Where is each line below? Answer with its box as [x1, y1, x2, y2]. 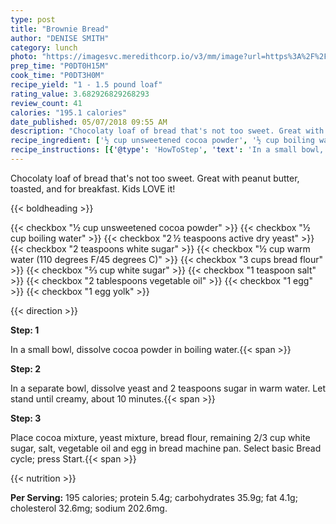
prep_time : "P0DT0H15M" [10, 61, 110, 71]
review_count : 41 [10, 98, 83, 108]
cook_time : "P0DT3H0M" [10, 71, 105, 81]
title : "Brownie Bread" [10, 24, 110, 34]
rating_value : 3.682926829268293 [10, 89, 150, 99]
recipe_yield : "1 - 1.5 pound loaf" [10, 80, 163, 90]
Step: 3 [10, 412, 42, 424]
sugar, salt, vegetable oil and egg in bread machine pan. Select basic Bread [10, 442, 322, 454]
